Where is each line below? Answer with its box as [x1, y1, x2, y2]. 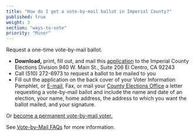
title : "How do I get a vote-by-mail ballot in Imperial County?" [6, 8, 172, 15]
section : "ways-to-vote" [6, 25, 67, 31]
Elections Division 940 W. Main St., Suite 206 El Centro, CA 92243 [14, 64, 175, 71]
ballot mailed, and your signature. [14, 101, 96, 108]
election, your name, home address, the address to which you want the [14, 95, 187, 102]
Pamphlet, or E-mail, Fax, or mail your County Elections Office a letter [14, 82, 183, 89]
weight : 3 [6, 19, 31, 25]
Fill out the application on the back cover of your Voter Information [14, 76, 176, 83]
